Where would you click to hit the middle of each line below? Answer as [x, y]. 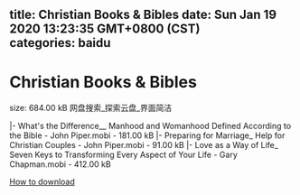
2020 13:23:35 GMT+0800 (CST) [105, 29]
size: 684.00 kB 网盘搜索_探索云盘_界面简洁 [91, 108]
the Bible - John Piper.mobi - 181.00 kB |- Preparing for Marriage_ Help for [147, 135]
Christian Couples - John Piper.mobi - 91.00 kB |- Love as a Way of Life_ [144, 145]
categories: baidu [60, 43]
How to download [42, 182]
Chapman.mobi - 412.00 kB [60, 164]
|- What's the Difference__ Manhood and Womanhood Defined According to [150, 126]
